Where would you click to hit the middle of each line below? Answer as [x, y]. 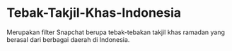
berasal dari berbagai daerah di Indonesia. [68, 39]
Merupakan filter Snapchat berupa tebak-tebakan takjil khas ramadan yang [116, 32]
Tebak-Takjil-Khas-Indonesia [94, 13]
